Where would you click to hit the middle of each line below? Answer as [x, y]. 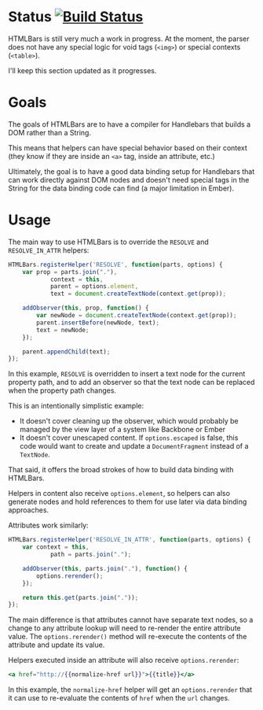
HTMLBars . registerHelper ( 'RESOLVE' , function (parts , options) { [115, 264]
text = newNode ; [63, 330]
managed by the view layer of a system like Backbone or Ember [122, 430]
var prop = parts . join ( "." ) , [70, 272]
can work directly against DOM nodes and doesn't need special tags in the [129, 179]
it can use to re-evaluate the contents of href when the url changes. [119, 698]
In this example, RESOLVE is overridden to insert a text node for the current [127, 374]
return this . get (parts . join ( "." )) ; [80, 597]
